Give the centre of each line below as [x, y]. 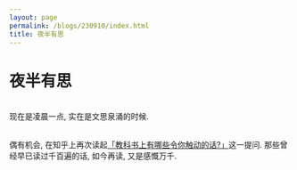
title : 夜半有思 [37, 34]
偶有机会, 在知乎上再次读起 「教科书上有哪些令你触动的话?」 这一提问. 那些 [145, 145]
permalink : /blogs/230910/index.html [79, 26]
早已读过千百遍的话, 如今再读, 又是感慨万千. [96, 156]
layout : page [33, 17]
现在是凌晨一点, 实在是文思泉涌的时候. [79, 117]
